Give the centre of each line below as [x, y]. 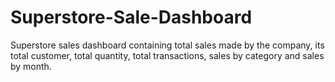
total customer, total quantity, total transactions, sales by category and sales [167, 55]
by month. [31, 66]
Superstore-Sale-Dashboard [131, 17]
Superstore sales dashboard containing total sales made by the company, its [167, 45]
